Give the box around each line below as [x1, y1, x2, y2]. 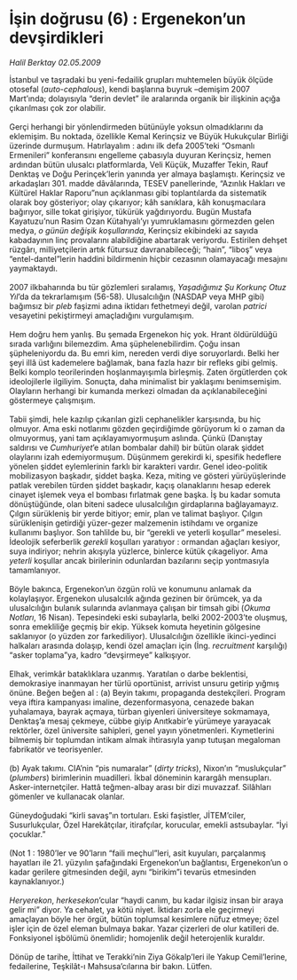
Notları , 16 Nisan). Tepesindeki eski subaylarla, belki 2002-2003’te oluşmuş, [9, 612, 288, 622]
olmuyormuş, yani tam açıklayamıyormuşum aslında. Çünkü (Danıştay [9, 432, 263, 443]
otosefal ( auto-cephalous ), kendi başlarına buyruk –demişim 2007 [9, 83, 251, 94]
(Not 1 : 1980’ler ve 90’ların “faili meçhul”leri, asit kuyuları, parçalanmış [9, 848, 266, 858]
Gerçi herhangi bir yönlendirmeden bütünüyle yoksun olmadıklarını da [9, 121, 264, 132]
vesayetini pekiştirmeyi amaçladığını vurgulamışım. [9, 310, 194, 320]
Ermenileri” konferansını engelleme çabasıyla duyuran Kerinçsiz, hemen [9, 149, 272, 160]
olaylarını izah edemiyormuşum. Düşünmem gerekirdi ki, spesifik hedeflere [9, 451, 282, 462]
